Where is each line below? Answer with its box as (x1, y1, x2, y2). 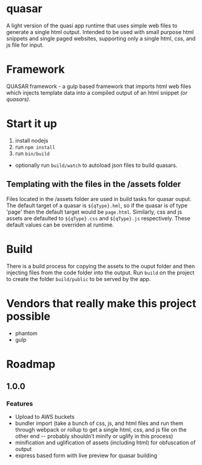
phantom (15, 330, 38, 337)
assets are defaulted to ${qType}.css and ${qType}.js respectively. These (6, 214, 190, 222)
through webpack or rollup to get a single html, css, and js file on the (15, 426, 187, 433)
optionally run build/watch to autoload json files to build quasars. (15, 161, 178, 169)
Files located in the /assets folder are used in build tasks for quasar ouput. (6, 195, 192, 202)
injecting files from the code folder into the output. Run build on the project (6, 269, 195, 276)
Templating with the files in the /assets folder (6, 179, 181, 189)
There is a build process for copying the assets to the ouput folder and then (6, 262, 195, 270)
